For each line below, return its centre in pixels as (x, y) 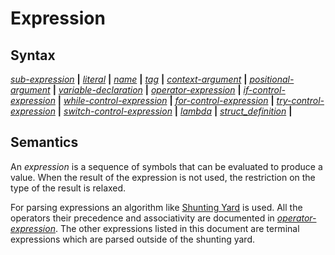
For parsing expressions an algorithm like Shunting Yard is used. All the (156, 207)
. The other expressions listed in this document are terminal (177, 228)
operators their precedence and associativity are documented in (142, 218)
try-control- (300, 100)
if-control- (264, 90)
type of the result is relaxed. (68, 188)
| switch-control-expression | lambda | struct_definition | (175, 111)
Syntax (33, 55)
